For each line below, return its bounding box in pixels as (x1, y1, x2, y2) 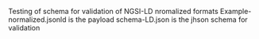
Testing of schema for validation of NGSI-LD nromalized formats (8, 7, 218, 16)
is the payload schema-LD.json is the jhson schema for (68, 15, 248, 24)
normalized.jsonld (8, 15, 67, 24)
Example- (219, 7, 252, 16)
